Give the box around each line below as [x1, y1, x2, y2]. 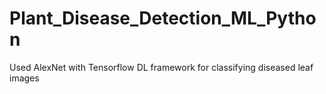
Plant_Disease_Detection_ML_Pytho [9, 7, 317, 30]
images [9, 72, 40, 84]
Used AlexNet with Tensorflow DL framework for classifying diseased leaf [9, 61, 314, 73]
